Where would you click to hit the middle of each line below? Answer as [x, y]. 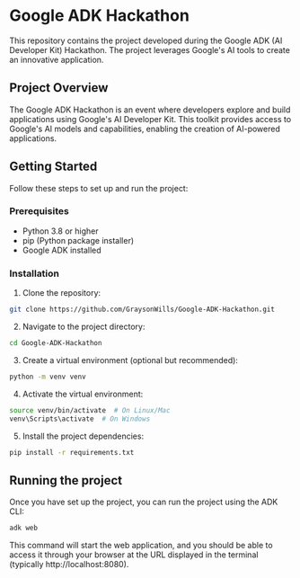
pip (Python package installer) [78, 240]
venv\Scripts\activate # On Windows [80, 419]
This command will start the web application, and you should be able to [141, 546]
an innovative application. [57, 59]
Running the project [66, 480]
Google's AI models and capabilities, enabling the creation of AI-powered [145, 129]
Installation [35, 273]
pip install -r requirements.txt [72, 452]
